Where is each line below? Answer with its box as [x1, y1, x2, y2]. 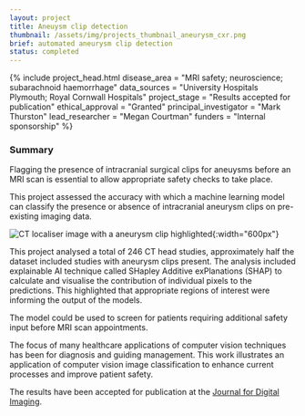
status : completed [9, 47, 79, 57]
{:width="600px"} [212, 229, 280, 240]
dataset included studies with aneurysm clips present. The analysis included [9, 256, 296, 267]
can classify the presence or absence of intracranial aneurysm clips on [9, 202, 276, 213]
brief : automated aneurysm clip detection [9, 38, 173, 48]
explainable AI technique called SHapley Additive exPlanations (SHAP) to [9, 265, 282, 276]
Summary [9, 143, 55, 156]
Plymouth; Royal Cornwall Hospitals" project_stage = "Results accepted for [9, 92, 291, 103]
